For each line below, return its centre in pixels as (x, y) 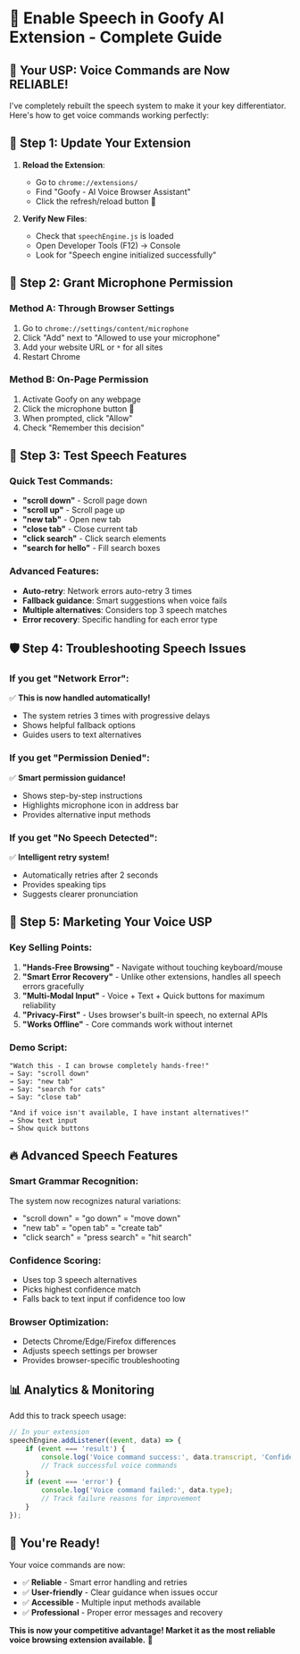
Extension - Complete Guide (116, 37)
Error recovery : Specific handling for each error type (120, 619)
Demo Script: (38, 1048)
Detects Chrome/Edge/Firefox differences (99, 1342)
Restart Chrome (51, 356)
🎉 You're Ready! (55, 1544)
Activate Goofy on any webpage (81, 399)
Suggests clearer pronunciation (80, 895)
